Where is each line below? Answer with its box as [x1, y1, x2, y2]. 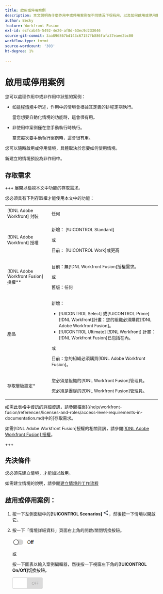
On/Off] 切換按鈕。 [12, 567, 49, 573]
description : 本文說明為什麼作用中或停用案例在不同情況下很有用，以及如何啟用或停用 [5, 13, 156, 18]
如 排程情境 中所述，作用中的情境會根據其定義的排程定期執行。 [12, 104, 136, 110]
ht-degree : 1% [5, 48, 34, 53]
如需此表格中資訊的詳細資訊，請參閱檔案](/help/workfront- [5, 404, 122, 410]
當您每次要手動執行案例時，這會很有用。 [12, 135, 93, 141]
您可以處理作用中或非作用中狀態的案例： [5, 94, 86, 99]
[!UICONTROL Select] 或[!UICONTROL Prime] [59, 310, 150, 316]
